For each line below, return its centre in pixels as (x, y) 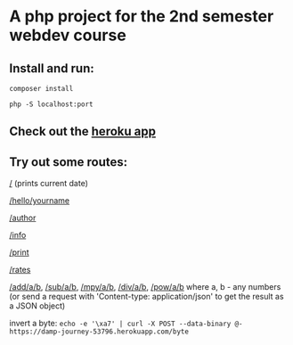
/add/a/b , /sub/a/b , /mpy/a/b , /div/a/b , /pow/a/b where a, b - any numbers (145, 287)
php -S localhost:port (51, 104)
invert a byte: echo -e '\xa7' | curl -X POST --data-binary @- (126, 324)
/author (23, 218)
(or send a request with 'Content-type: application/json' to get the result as (146, 297)
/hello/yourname (40, 201)
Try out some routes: (68, 162)
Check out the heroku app (82, 131)
